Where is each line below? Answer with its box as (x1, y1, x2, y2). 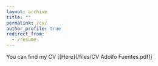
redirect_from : (6, 31, 45, 37)
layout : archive (6, 8, 47, 15)
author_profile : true (6, 25, 61, 32)
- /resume (12, 37, 36, 43)
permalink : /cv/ (6, 20, 47, 26)
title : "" (6, 14, 32, 20)
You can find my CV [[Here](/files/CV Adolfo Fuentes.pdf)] (6, 53, 153, 60)
